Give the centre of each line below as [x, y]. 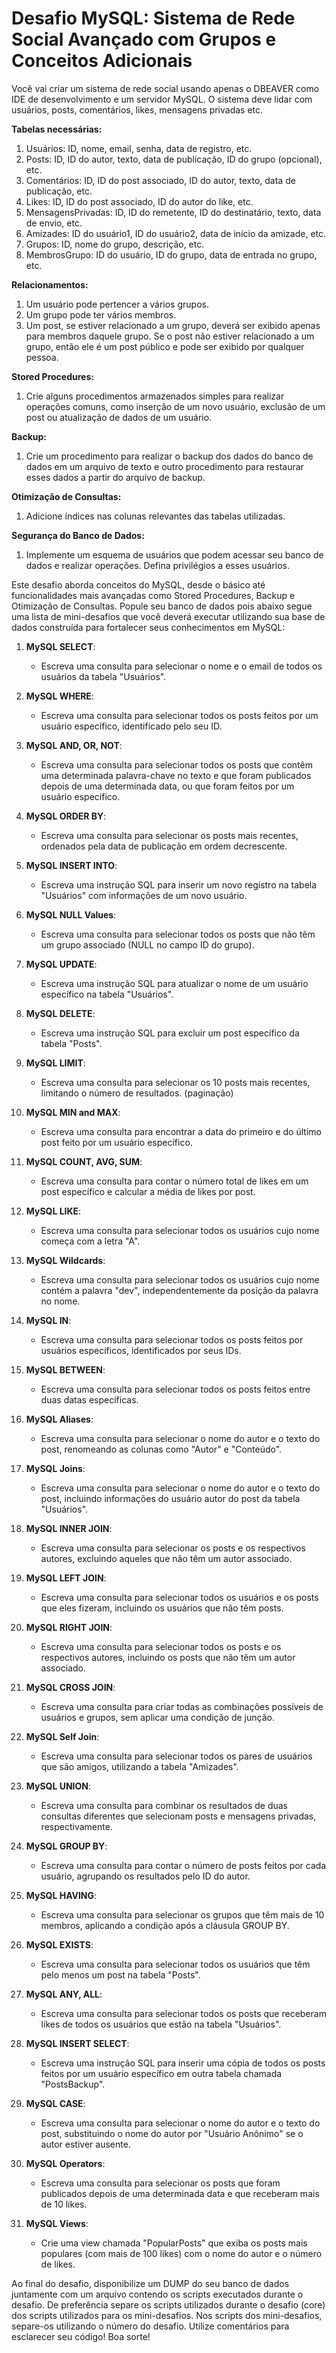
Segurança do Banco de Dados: [78, 535]
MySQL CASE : [55, 2103]
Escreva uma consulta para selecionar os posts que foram [160, 2183]
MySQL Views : [57, 2223]
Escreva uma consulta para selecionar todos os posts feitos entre [175, 1389]
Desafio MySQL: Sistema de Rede [153, 18]
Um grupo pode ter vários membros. [101, 314]
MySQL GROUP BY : [66, 1846]
